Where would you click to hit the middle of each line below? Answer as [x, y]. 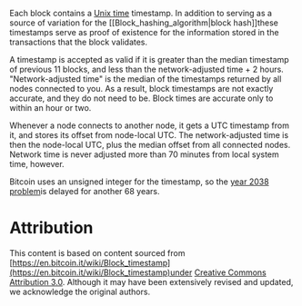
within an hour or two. [50, 108]
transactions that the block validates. [79, 42]
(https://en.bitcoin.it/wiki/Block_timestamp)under [101, 272]
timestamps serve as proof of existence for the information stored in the [144, 32]
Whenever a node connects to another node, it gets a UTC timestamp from [149, 125]
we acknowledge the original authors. [80, 291]
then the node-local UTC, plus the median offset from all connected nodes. [150, 145]
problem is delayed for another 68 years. [85, 191]
